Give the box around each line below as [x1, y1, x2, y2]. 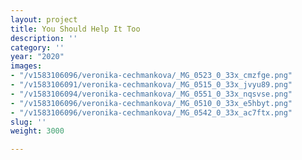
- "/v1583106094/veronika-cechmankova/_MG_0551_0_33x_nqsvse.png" [10, 89, 293, 99]
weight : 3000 [10, 126, 65, 136]
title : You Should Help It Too [10, 24, 141, 34]
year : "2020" [10, 52, 65, 62]
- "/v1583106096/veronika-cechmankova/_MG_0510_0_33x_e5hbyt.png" [10, 98, 293, 108]
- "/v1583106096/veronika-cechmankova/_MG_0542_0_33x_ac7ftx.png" [10, 107, 293, 118]
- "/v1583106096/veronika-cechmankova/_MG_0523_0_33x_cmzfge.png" [10, 71, 293, 81]
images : [10, 61, 43, 71]
